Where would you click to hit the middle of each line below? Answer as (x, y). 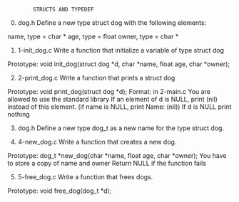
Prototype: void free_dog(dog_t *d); (60, 191)
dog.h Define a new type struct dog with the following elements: (112, 23)
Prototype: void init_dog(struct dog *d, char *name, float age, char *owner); (119, 64)
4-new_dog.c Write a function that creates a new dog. (97, 142)
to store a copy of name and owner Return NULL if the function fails (107, 163)
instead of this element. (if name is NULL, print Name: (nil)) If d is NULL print (119, 107)
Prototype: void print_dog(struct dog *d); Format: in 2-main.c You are (109, 91)
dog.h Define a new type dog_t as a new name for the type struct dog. (121, 128)
